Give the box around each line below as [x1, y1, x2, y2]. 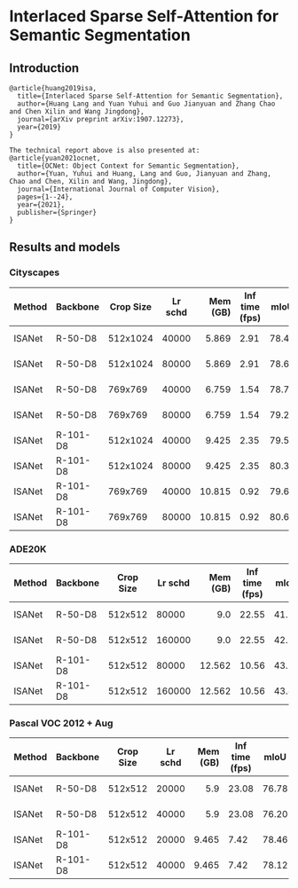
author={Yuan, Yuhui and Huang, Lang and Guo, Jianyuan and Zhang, [17, 169, 272, 178]
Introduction [9, 60, 80, 75]
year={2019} [17, 122, 62, 131]
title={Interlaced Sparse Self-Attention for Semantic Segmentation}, [17, 91, 284, 100]
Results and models [9, 240, 121, 255]
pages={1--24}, [17, 193, 74, 201]
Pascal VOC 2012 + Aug [9, 717, 114, 729]
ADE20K [9, 543, 47, 555]
